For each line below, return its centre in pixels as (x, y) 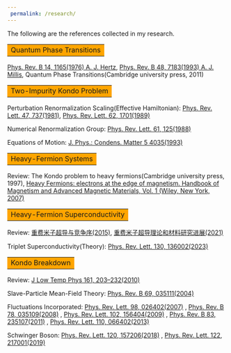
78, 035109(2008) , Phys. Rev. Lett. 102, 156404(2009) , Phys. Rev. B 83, (112, 314)
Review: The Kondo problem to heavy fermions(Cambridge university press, (116, 175)
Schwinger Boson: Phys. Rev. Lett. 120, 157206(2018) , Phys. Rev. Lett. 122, (115, 335)
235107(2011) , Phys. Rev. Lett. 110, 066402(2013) (78, 322)
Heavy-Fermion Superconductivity (68, 214)
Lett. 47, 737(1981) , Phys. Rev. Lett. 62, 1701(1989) (79, 115)
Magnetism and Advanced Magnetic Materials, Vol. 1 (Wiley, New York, (109, 190)
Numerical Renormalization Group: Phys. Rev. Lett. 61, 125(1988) (99, 129)
